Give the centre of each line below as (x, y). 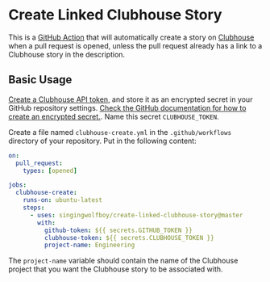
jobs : (17, 185)
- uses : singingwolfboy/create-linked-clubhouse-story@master (136, 215)
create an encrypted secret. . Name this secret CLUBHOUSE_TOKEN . (114, 116)
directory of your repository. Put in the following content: (102, 141)
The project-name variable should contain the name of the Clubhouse (123, 261)
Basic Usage (40, 80)
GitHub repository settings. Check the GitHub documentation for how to (127, 107)
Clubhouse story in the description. (67, 54)
